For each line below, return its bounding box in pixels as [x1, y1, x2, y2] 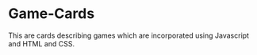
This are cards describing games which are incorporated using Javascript [8, 31, 250, 40]
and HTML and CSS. [8, 38, 75, 48]
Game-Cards [8, 5, 95, 23]
